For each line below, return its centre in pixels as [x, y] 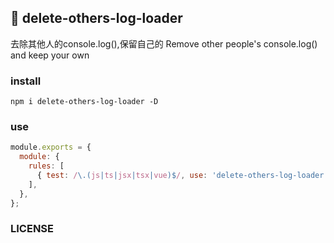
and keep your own [50, 55]
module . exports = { [51, 147]
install [26, 81]
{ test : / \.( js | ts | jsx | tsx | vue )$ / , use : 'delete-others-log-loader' [182, 176]
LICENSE [32, 229]
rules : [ [46, 166]
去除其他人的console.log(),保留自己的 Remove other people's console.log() [164, 43]
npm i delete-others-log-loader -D [84, 102]
